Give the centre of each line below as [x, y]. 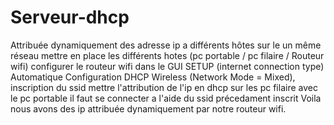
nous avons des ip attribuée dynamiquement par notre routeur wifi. [148, 108]
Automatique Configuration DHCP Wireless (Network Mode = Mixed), [153, 77]
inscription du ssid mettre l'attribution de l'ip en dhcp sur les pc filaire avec [164, 87]
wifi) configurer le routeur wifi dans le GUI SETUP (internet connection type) [167, 66]
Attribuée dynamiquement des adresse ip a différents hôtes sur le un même [166, 45]
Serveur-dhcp [70, 17]
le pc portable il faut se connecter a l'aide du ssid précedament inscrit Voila [166, 98]
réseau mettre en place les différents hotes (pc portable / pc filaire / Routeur [167, 55]
